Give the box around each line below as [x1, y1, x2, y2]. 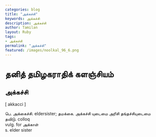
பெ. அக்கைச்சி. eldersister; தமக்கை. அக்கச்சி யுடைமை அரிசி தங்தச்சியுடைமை [5, 110, 151, 117]
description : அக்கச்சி [5, 20, 47, 26]
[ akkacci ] [5, 101, 26, 107]
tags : [5, 34, 16, 39]
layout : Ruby [5, 30, 31, 34]
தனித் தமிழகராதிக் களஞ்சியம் [5, 68, 114, 80]
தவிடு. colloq [5, 116, 30, 122]
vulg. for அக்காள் [5, 121, 39, 127]
